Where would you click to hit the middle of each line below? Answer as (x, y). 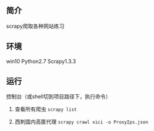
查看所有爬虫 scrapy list (46, 109)
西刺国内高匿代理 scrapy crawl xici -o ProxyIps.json (81, 122)
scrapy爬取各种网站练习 (35, 26)
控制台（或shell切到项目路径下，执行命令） (59, 97)
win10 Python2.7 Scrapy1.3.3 (41, 61)
